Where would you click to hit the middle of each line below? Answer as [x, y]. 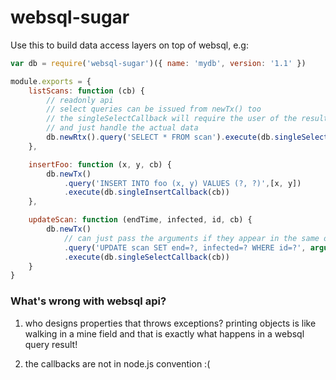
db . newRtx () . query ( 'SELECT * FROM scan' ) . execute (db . [160, 137]
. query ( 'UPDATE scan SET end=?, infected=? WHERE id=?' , [185, 247]
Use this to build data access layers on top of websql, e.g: [129, 45]
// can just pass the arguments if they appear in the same [191, 238]
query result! [51, 344]
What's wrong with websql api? [88, 301]
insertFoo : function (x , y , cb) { [100, 164]
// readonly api [80, 100]
